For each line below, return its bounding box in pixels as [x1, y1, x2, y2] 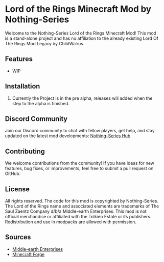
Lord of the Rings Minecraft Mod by [5, 3, 152, 15]
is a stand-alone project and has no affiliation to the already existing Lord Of [5, 35, 159, 41]
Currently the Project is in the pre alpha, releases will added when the [12, 95, 153, 101]
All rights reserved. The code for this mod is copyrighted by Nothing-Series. [5, 198, 159, 204]
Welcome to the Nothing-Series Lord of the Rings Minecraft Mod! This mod [5, 30, 157, 36]
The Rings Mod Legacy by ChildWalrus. [5, 40, 85, 46]
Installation [5, 82, 40, 90]
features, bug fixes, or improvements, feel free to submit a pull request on [5, 166, 154, 172]
